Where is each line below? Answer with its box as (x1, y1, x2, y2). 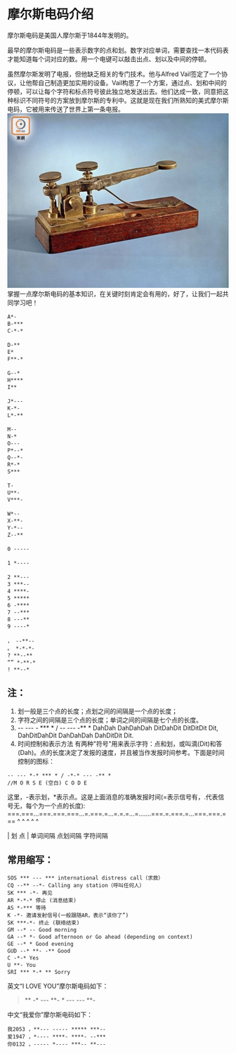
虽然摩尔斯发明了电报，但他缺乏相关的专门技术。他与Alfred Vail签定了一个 (7, 70, 222, 78)
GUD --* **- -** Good (7, 947, 71, 954)
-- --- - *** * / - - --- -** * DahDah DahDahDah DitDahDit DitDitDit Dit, (17, 723, 219, 732)
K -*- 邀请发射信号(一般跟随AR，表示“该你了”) (7, 912, 129, 919)
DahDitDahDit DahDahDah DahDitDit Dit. (17, 731, 134, 739)
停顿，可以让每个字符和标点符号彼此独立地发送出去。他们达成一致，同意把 (7, 87, 223, 96)
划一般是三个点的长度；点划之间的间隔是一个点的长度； (17, 706, 178, 715)
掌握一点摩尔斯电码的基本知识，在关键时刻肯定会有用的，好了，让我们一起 (7, 290, 223, 298)
